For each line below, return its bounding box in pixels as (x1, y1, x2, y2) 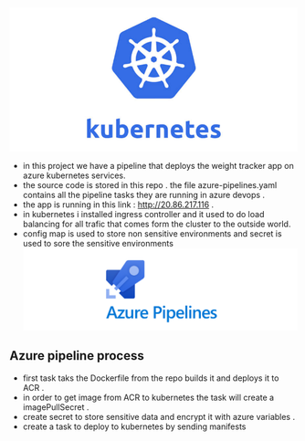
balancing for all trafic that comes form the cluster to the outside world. (22, 218, 291, 230)
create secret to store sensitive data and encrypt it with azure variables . (22, 411, 295, 422)
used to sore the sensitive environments (22, 238, 174, 249)
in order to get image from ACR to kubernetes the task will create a (22, 392, 275, 403)
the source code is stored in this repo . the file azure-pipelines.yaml (22, 180, 278, 191)
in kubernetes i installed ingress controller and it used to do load (22, 209, 265, 220)
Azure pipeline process (9, 348, 144, 363)
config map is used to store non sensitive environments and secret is (22, 228, 282, 239)
